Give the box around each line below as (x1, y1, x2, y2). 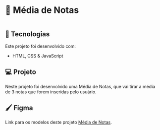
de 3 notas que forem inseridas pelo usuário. (5, 89, 97, 95)
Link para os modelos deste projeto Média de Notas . (5, 119, 112, 126)
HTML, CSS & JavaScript (12, 53, 63, 59)
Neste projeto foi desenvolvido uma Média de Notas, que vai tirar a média (5, 83, 156, 89)
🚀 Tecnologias (5, 30, 50, 39)
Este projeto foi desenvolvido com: (5, 43, 76, 49)
